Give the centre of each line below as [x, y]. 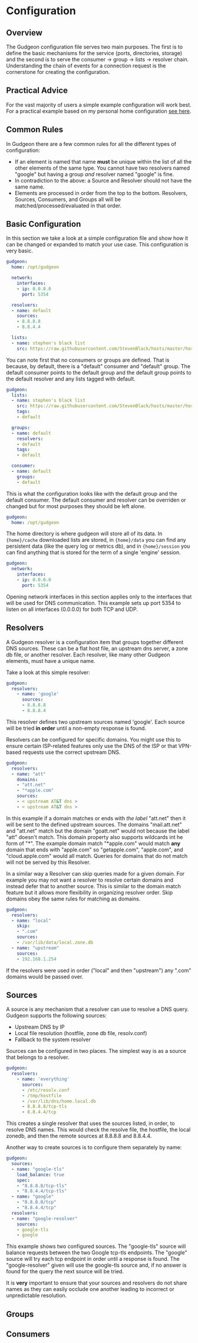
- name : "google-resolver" [44, 1218]
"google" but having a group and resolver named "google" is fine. [94, 174]
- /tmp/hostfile [42, 1095]
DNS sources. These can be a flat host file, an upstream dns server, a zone [97, 648]
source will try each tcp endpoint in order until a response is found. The [93, 1259]
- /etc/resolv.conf [45, 1090]
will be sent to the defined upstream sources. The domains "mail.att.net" [94, 824]
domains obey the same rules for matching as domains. [73, 899]
